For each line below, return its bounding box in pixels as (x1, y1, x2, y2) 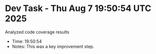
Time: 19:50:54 (12, 38, 42, 44)
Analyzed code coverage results (5, 29, 70, 35)
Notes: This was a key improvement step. (12, 43, 95, 49)
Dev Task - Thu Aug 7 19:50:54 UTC (5, 3, 151, 14)
